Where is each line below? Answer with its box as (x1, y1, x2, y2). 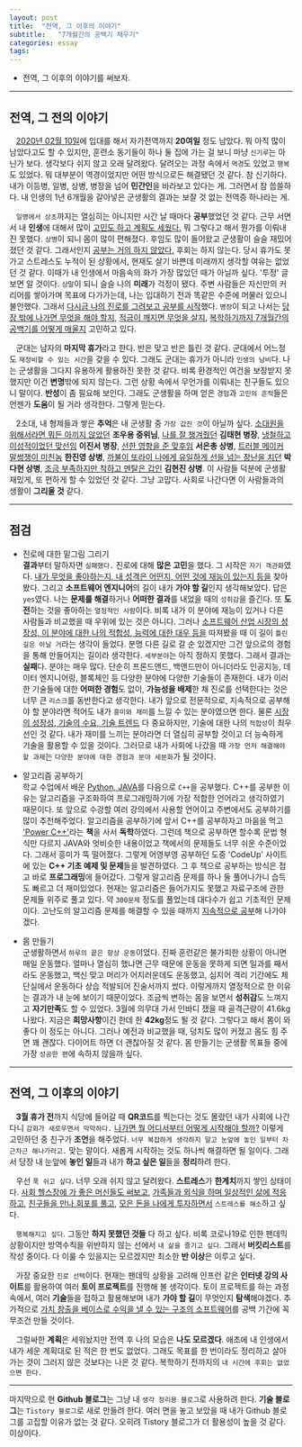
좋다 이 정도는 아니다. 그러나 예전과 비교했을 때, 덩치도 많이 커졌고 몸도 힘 (22, 1026, 279, 1036)
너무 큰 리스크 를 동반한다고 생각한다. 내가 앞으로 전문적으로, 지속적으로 (22, 694, 267, 705)
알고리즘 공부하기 (22, 770, 84, 781)
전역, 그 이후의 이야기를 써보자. (22, 73, 131, 84)
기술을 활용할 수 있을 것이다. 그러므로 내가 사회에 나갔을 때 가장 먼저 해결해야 (22, 739, 286, 750)
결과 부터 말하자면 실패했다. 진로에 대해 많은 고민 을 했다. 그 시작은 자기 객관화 (22, 559, 285, 570)
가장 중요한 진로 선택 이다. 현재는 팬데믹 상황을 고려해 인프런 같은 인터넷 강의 (15, 1270, 280, 1280)
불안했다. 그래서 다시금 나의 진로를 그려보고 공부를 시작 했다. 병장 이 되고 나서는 (9, 301, 280, 312)
